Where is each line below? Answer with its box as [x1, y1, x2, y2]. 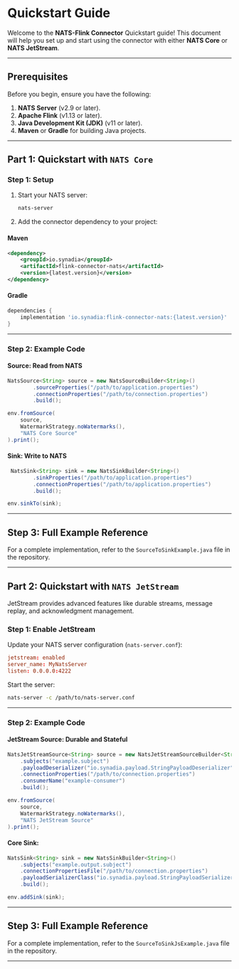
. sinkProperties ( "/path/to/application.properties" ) [33, 474, 193, 481]
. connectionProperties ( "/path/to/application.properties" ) [33, 481, 212, 488]
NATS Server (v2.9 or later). [17, 103, 101, 112]
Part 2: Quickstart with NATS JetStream [7, 580, 179, 592]
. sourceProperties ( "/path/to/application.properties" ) [33, 384, 199, 391]
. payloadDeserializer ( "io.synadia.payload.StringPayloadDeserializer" [20, 764, 234, 771]
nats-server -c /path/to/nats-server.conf [7, 694, 135, 701]
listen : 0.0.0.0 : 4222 [7, 667, 72, 675]
